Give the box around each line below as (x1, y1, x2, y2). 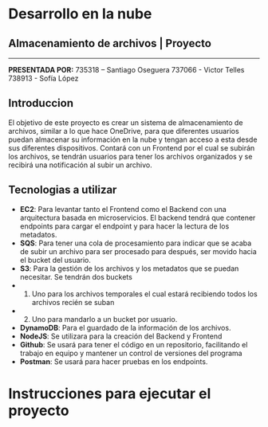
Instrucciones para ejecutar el (8, 384, 211, 402)
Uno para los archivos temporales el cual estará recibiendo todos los (31, 288, 258, 299)
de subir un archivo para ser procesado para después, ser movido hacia (19, 246, 257, 256)
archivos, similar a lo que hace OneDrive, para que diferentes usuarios (8, 126, 239, 135)
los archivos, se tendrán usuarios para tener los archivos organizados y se (8, 151, 253, 161)
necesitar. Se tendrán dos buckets (19, 272, 133, 281)
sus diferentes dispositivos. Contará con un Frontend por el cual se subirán (8, 143, 255, 152)
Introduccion (8, 96, 74, 110)
